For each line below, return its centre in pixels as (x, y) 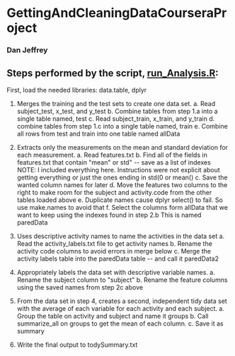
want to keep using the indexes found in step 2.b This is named (109, 215)
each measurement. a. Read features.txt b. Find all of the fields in (112, 155)
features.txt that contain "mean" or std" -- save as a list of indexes (114, 162)
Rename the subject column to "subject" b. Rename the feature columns (122, 280)
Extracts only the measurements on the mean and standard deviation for (122, 147)
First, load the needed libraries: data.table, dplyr (77, 90)
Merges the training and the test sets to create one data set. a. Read (116, 103)
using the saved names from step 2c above (80, 287)
